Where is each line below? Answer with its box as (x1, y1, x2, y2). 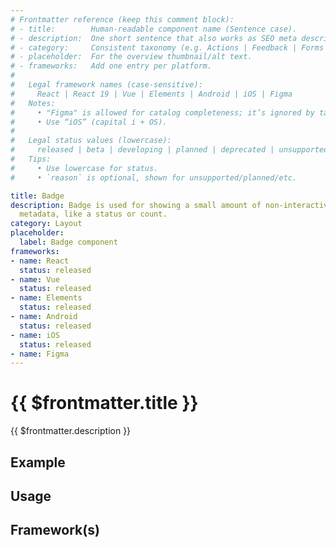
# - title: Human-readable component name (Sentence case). (10, 24, 298, 34)
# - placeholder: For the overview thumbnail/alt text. (10, 52, 253, 62)
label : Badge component (19, 237, 118, 247)
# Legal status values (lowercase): (10, 136, 172, 146)
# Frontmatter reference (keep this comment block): (10, 14, 235, 25)
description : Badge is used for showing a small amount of (10, 200, 262, 210)
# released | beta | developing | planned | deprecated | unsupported (10, 145, 329, 155)
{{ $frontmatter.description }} (10, 425, 132, 437)
